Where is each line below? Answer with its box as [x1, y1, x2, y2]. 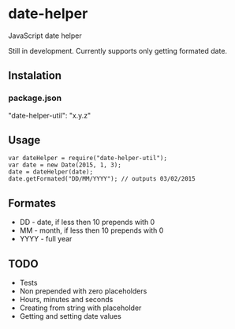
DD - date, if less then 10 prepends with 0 [19, 218, 155, 227]
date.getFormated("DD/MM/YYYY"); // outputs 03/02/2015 [8, 175, 196, 183]
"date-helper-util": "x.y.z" [8, 110, 91, 120]
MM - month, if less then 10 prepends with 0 [19, 226, 164, 235]
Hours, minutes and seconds [19, 295, 114, 305]
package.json [8, 92, 62, 103]
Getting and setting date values [19, 312, 122, 321]
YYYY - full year [19, 234, 73, 244]
